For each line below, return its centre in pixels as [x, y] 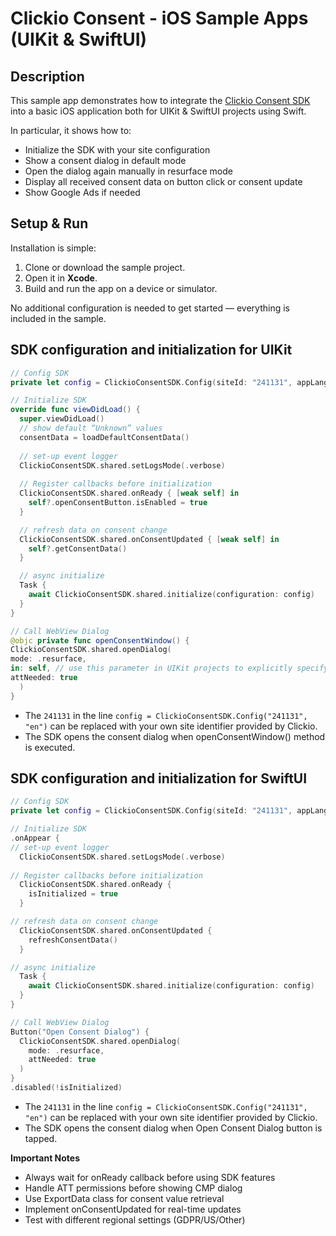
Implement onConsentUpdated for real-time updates [133, 1209]
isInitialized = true [73, 894]
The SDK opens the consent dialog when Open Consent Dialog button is [173, 1128]
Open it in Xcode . [61, 278]
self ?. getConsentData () [78, 548]
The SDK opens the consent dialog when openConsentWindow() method [175, 736]
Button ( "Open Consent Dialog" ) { [80, 1032]
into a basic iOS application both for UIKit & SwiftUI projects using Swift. [158, 111]
